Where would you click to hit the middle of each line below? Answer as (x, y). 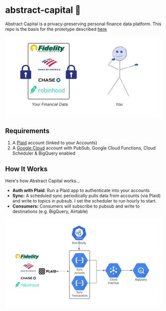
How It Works (27, 169)
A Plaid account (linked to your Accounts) (55, 143)
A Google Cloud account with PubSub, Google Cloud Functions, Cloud (84, 148)
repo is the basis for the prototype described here (56, 29)
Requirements (27, 131)
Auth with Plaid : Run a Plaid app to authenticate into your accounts (81, 191)
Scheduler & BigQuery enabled (44, 154)
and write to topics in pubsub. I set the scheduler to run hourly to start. (84, 201)
